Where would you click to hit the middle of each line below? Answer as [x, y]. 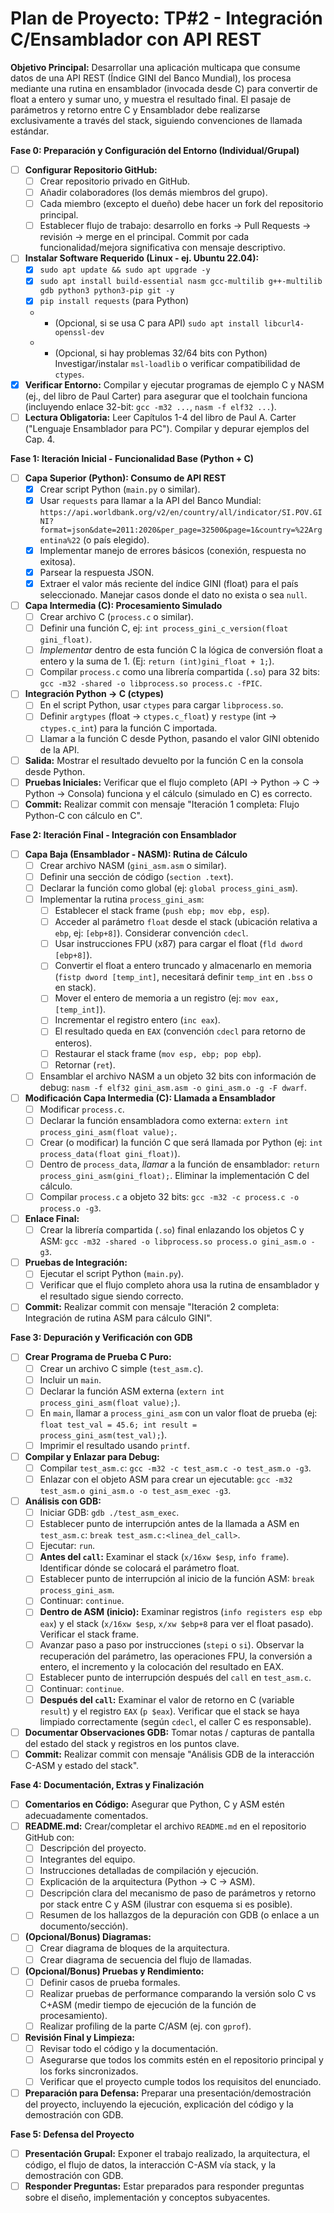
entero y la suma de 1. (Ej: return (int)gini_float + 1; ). [157, 661]
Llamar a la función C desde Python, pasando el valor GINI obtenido [179, 738]
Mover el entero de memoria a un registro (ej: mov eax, [167, 998]
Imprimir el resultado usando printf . [114, 1445]
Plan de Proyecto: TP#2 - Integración [166, 18]
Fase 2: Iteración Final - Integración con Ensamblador [123, 834]
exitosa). [57, 561]
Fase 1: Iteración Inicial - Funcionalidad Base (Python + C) [132, 458]
